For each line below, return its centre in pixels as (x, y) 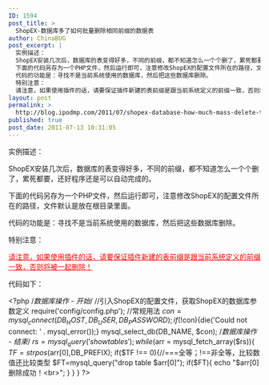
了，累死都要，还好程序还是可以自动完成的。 (82, 178)
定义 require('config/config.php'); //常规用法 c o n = (98, 310)
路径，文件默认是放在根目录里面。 (78, 205)
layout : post (30, 98)
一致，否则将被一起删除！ (50, 266)
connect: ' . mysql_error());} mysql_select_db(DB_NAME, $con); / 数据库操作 (133, 331)
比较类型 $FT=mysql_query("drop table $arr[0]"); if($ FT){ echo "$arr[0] (141, 363)
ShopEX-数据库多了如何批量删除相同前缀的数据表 (85, 30)
